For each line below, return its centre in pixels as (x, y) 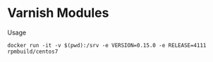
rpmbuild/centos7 (33, 51)
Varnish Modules (58, 13)
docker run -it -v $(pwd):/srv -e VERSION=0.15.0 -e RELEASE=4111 (107, 45)
